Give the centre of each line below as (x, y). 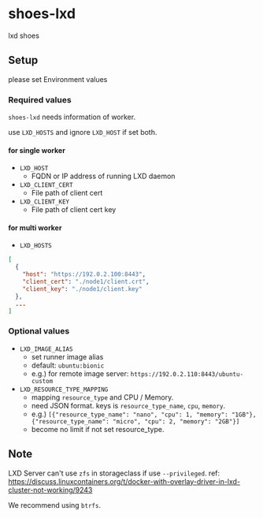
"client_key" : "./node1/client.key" (83, 289)
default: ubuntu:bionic (68, 365)
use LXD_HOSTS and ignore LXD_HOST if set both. (83, 132)
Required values (40, 99)
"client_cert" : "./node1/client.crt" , (86, 282)
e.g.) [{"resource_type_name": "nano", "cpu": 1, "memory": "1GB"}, (144, 414)
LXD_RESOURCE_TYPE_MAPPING (64, 389)
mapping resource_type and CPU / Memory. (102, 397)
